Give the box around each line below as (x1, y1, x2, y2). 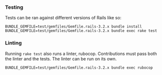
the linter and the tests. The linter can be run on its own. (5, 56, 117, 61)
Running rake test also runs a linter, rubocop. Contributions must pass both (5, 50, 157, 57)
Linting (5, 40, 22, 46)
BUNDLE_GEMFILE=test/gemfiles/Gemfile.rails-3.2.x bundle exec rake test (5, 29, 158, 33)
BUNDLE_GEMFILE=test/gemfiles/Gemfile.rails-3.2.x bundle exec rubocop (5, 65, 153, 70)
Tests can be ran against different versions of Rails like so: (5, 15, 122, 21)
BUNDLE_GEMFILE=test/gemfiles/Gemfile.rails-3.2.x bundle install (5, 24, 142, 29)
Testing (5, 4, 23, 11)
